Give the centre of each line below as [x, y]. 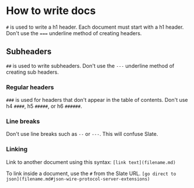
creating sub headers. [33, 72]
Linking [17, 149]
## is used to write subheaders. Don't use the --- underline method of [90, 66]
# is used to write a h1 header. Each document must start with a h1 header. [95, 27]
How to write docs [51, 11]
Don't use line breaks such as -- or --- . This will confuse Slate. [82, 134]
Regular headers [30, 87]
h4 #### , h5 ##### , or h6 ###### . [44, 106]
